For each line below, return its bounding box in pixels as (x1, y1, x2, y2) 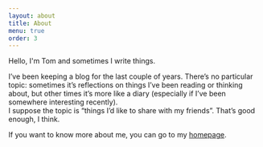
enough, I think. (8, 114, 60, 125)
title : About (8, 19, 52, 27)
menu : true (8, 27, 45, 35)
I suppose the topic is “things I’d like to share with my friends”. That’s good (8, 106, 256, 116)
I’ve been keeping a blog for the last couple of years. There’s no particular (8, 71, 253, 81)
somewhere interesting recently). (8, 97, 118, 107)
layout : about (8, 11, 56, 20)
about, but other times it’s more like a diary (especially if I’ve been (8, 89, 227, 99)
